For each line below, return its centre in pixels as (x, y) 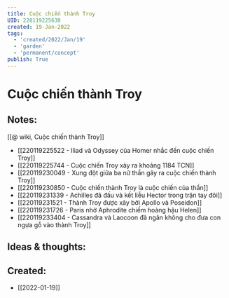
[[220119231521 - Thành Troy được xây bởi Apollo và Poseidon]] (110, 202)
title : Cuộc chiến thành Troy (51, 14)
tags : (15, 33)
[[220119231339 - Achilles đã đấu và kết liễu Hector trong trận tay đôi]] (120, 195)
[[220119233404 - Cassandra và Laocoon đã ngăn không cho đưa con (119, 217)
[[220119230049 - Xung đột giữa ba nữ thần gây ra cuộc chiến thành (117, 172)
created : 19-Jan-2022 (39, 27)
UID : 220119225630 (34, 20)
